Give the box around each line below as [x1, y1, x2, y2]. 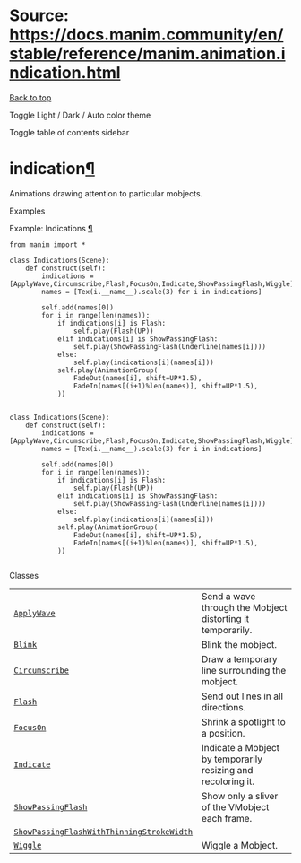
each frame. [201, 812, 253, 824]
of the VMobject [201, 800, 270, 813]
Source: [9, 5, 70, 26]
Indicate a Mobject [201, 741, 280, 754]
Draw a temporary [201, 652, 278, 665]
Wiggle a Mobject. [201, 839, 278, 851]
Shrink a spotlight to [201, 715, 287, 728]
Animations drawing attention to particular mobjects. [9, 187, 203, 198]
